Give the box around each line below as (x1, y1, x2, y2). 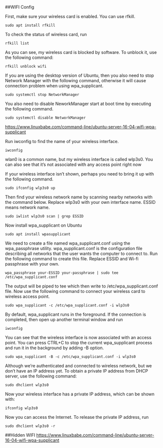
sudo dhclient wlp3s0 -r (5, 424, 55, 429)
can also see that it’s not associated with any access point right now (5, 161, 142, 167)
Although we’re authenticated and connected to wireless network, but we (5, 363, 152, 369)
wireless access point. (5, 294, 50, 299)
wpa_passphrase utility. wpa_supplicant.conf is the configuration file (5, 246, 143, 251)
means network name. (5, 204, 50, 210)
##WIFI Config (5, 4, 35, 10)
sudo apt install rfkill (5, 23, 55, 28)
